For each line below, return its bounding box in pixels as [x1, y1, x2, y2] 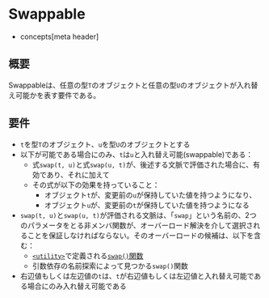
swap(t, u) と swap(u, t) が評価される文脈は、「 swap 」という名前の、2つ [19, 210, 257, 219]
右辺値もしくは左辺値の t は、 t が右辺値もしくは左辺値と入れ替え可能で [19, 270, 254, 280]
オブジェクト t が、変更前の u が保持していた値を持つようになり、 [44, 189, 257, 199]
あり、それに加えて [46, 169, 111, 179]
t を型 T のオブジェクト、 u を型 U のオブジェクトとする [19, 139, 191, 149]
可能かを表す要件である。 [15, 90, 101, 100]
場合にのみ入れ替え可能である [27, 281, 127, 291]
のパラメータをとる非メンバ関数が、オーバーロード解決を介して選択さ [19, 220, 254, 230]
